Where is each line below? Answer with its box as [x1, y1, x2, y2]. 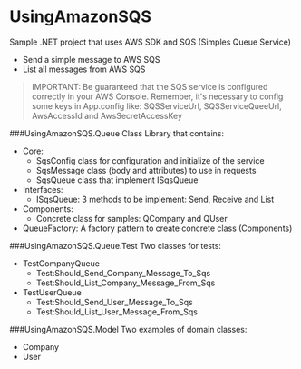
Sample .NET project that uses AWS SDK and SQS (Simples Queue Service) [9, 36, 292, 47]
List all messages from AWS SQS [22, 64, 146, 75]
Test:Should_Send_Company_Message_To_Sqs [35, 267, 211, 278]
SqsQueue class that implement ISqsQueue [35, 175, 199, 185]
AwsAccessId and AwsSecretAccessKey [31, 110, 183, 121]
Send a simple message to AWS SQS [22, 54, 160, 65]
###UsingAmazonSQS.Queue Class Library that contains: [9, 127, 225, 138]
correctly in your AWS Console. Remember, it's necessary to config [31, 91, 284, 102]
